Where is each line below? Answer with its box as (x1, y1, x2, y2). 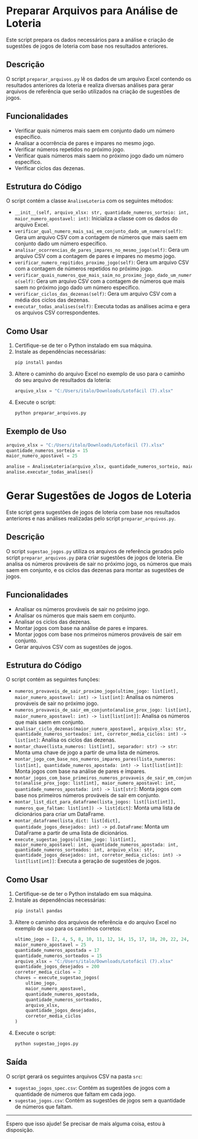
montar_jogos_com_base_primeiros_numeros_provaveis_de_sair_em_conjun (14, 775, 192, 781)
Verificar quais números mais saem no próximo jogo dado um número (14, 152, 184, 159)
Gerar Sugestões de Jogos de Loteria (6, 489, 192, 502)
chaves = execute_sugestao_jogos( (14, 975, 100, 981)
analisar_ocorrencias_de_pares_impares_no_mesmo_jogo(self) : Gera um (14, 246, 190, 253)
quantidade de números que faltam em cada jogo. (14, 1091, 136, 1098)
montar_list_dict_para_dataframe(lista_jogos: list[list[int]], (14, 799, 176, 805)
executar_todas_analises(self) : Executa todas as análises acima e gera (14, 303, 190, 310)
